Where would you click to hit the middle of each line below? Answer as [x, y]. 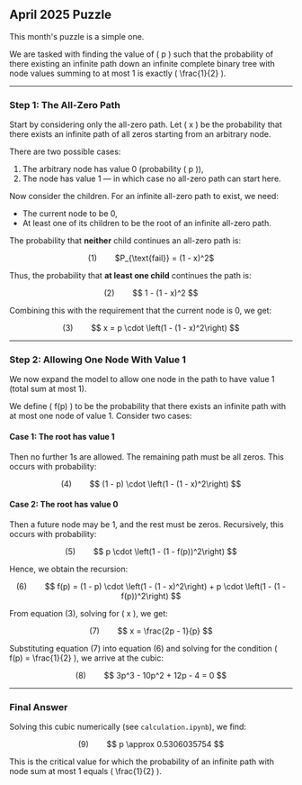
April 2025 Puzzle [61, 15]
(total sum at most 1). [48, 389]
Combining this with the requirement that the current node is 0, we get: [141, 311]
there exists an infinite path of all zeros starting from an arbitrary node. [140, 134]
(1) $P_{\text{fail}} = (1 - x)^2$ [151, 258]
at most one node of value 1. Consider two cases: [101, 416]
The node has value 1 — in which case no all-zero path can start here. [151, 178]
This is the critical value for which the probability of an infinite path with [142, 762]
